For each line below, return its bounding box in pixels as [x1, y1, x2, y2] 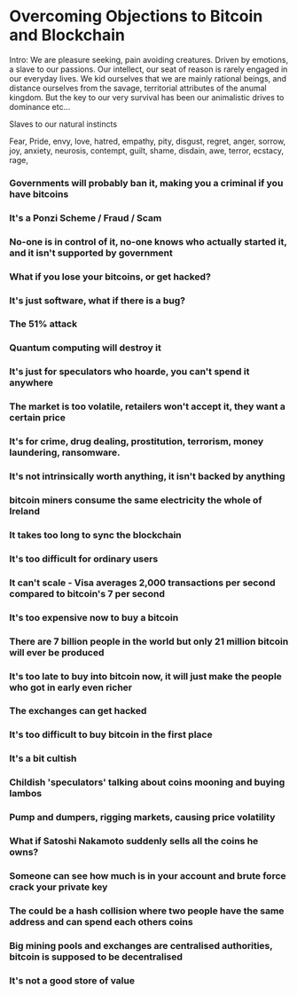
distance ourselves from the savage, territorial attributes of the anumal [9, 82, 268, 93]
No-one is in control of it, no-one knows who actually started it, [9, 235, 287, 247]
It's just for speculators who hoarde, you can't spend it [9, 365, 250, 378]
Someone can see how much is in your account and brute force [9, 869, 286, 881]
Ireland [9, 505, 41, 517]
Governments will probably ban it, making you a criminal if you [9, 176, 284, 189]
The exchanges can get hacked [9, 705, 147, 717]
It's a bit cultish [9, 752, 77, 764]
